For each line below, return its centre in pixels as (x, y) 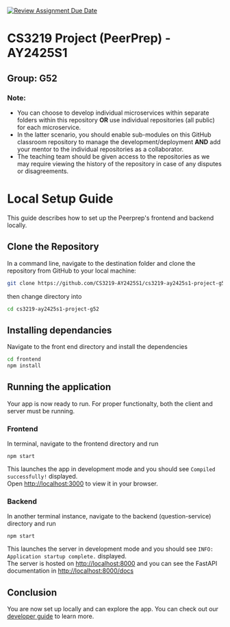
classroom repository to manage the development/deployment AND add (119, 141)
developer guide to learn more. (51, 616)
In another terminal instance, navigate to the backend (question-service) (109, 516)
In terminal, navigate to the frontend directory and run (83, 444)
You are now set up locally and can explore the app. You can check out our (113, 609)
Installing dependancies (60, 330)
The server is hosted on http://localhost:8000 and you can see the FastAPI (112, 564)
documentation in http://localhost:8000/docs (71, 571)
